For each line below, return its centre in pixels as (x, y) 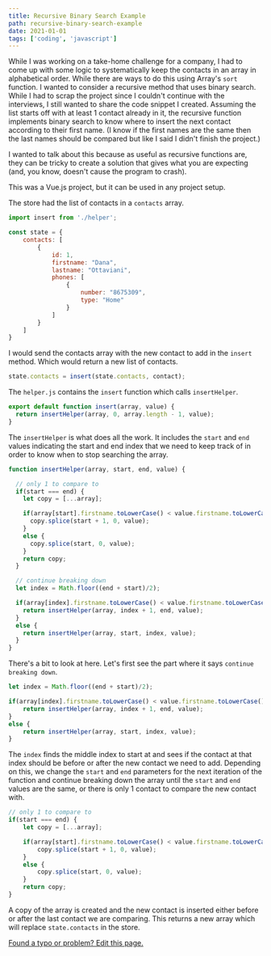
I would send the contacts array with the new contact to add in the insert (130, 353)
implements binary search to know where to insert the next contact (120, 121)
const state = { (35, 233)
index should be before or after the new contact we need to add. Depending (135, 763)
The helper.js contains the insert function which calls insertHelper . (123, 392)
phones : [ (68, 277)
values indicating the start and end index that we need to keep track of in (130, 446)
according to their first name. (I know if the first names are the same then (130, 130)
